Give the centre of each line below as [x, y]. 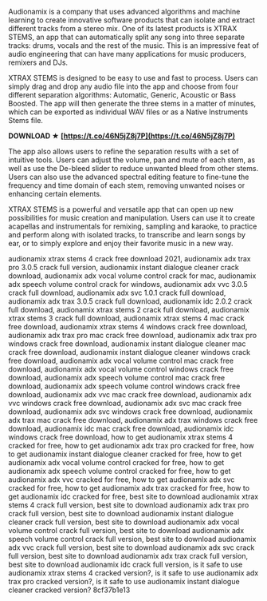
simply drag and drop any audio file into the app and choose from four [124, 86]
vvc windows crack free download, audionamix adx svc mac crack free [125, 403]
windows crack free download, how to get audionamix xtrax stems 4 [121, 437]
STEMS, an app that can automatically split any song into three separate [127, 37]
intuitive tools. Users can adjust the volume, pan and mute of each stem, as [132, 160]
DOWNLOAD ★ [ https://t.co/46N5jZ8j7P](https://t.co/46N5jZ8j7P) [122, 136]
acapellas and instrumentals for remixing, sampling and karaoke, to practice [133, 226]
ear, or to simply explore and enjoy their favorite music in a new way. [121, 243]
